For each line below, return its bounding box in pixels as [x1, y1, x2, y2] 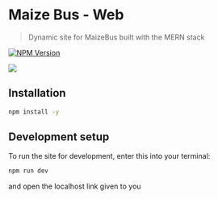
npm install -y [8, 107, 60, 116]
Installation [8, 86, 66, 100]
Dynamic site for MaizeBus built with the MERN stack [27, 32, 205, 42]
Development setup [8, 131, 110, 144]
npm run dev [8, 167, 48, 175]
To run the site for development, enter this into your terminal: [8, 151, 211, 161]
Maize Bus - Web [8, 6, 124, 24]
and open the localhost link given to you [8, 181, 141, 191]
